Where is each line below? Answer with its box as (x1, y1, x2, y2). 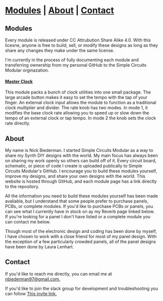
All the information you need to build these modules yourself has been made (5, 193, 158, 199)
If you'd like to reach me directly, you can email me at (5, 271, 112, 277)
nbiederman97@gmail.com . (5, 276, 61, 282)
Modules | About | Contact (5, 5, 114, 16)
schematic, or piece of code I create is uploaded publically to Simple (5, 163, 143, 169)
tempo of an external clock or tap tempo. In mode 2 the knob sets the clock (5, 115, 156, 121)
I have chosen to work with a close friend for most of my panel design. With (5, 234, 157, 240)
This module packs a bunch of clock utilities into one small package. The (5, 89, 151, 95)
